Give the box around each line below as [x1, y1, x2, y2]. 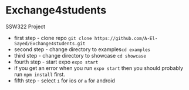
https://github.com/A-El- [94, 35, 158, 41]
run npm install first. [14, 71, 66, 78]
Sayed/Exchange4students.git [14, 41, 86, 46]
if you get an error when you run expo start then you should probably [14, 64, 183, 71]
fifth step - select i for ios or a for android [14, 77, 116, 84]
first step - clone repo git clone [14, 34, 92, 41]
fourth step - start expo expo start [14, 58, 99, 65]
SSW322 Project [5, 23, 45, 30]
